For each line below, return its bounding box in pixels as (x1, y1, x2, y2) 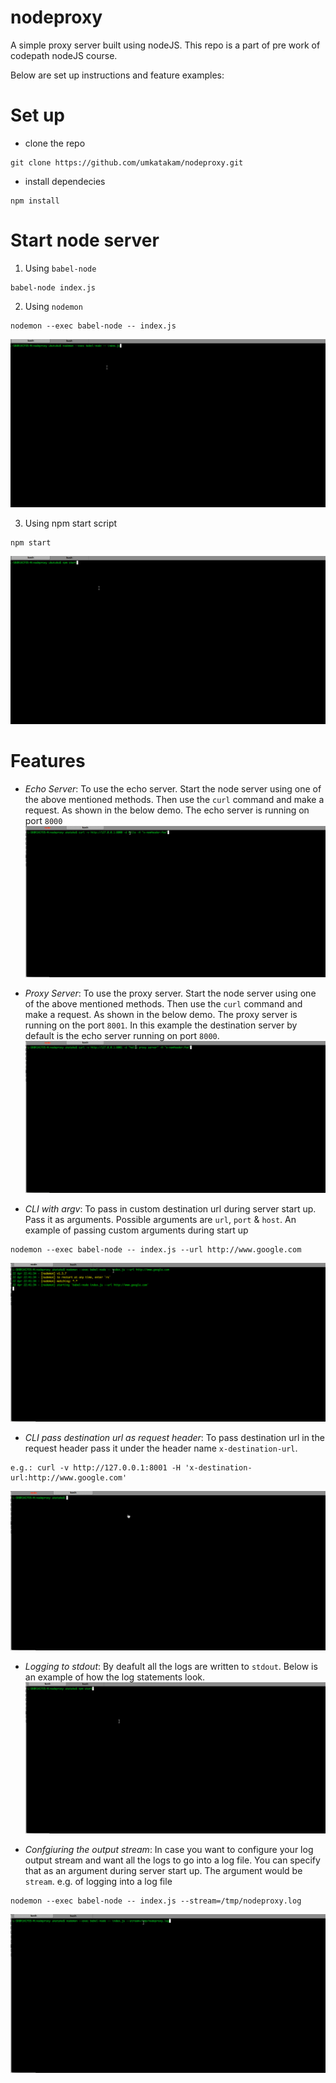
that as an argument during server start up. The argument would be (24, 1864, 303, 1876)
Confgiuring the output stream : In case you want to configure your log (24, 1843, 314, 1855)
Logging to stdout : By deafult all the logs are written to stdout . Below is (24, 1660, 318, 1672)
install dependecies (24, 175, 106, 187)
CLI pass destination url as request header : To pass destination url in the (24, 1432, 325, 1444)
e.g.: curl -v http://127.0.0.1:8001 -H (10, 1463, 182, 1473)
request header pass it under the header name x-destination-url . (24, 1442, 298, 1455)
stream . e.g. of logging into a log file (24, 1875, 173, 1887)
